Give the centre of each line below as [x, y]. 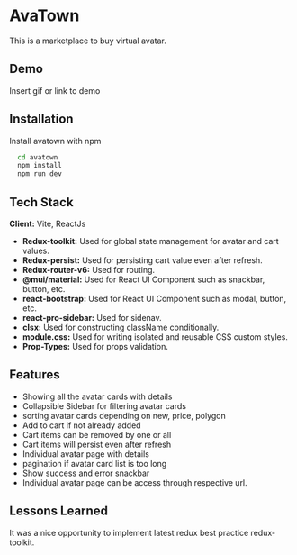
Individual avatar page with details [86, 454]
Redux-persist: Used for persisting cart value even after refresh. [142, 260]
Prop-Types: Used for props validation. [95, 346]
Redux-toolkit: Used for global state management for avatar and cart [150, 241]
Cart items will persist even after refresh [97, 444]
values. [36, 250]
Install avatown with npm [55, 141]
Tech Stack [41, 202]
